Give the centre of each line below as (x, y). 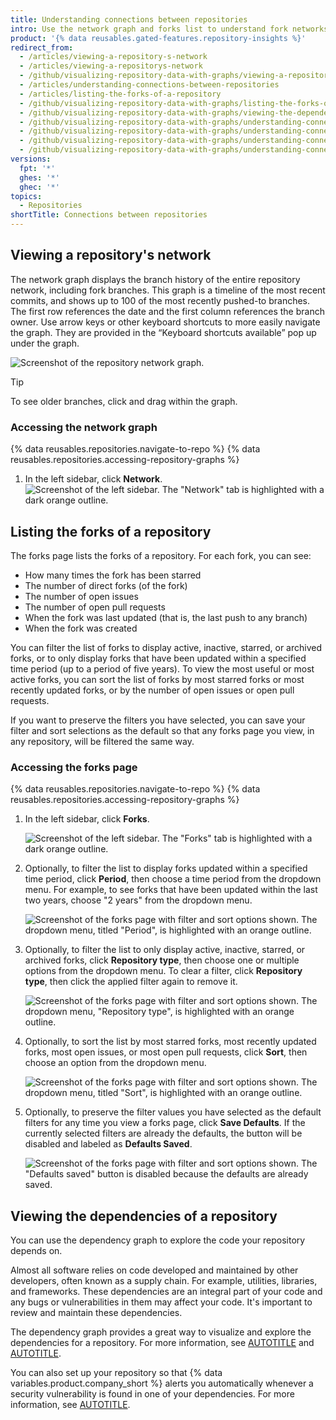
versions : (31, 159)
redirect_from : (42, 47)
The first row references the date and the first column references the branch (167, 311)
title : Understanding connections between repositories (129, 19)
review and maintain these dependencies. (96, 1313)
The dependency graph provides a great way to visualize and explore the (161, 1332)
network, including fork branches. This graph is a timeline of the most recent (168, 290)
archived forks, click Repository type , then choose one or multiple (162, 960)
